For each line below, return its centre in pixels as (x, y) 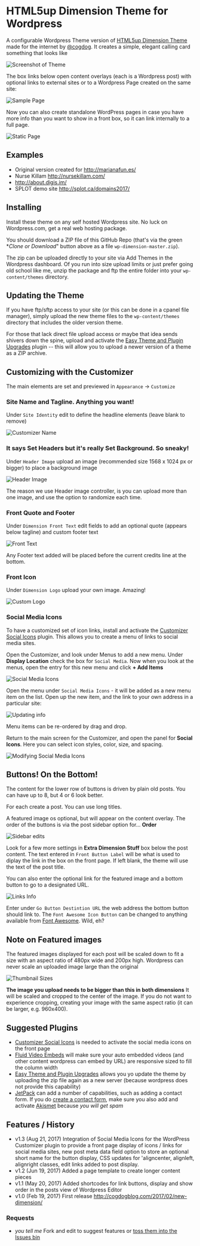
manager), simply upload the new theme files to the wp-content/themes (93, 316)
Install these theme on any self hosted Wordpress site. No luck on (87, 222)
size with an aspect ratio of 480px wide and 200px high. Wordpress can (95, 960)
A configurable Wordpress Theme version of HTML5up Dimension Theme (97, 40)
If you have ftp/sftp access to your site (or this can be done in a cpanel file (98, 310)
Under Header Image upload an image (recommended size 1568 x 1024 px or (99, 461)
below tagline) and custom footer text (52, 532)
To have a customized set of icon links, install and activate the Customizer (97, 630)
